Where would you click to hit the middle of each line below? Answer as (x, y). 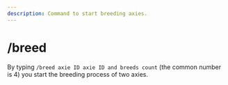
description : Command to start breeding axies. (78, 13)
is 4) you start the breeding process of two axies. (78, 74)
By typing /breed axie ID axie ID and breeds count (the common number (114, 67)
